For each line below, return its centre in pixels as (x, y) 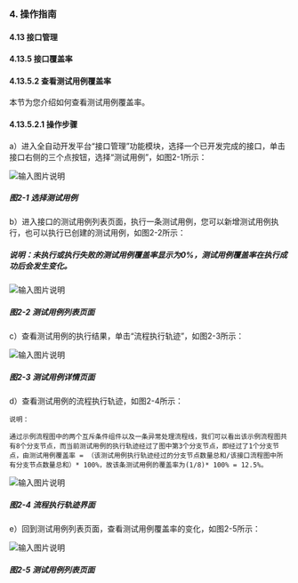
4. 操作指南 (33, 13)
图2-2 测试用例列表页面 (52, 312)
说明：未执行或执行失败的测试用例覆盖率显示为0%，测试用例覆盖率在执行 (145, 255)
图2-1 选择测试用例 (44, 198)
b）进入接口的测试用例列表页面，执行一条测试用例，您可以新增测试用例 (140, 222)
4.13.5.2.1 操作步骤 (44, 124)
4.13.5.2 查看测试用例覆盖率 (60, 81)
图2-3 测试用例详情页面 (52, 377)
